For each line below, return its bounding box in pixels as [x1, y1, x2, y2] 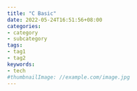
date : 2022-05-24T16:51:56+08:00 [7, 16, 103, 23]
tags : [7, 42, 23, 49]
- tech [7, 67, 26, 74]
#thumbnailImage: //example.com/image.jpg [7, 73, 130, 81]
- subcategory [7, 36, 48, 42]
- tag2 [7, 55, 26, 62]
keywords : [7, 61, 36, 68]
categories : [7, 23, 41, 29]
